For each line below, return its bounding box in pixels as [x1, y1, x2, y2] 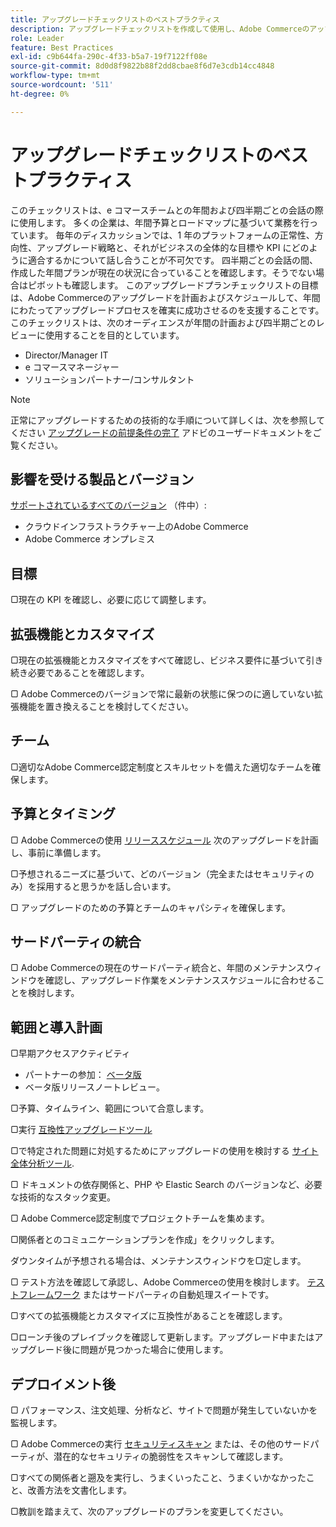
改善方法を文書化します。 [27, 1484, 133, 1496]
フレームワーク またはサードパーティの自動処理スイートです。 [18, 1289, 275, 1301]
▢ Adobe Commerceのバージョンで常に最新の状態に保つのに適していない [10, 688, 315, 700]
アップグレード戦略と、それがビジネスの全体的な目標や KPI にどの [36, 241, 310, 253]
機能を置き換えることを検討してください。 [18, 701, 194, 712]
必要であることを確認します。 [27, 667, 150, 678]
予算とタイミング [10, 806, 116, 823]
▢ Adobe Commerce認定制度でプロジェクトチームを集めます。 [10, 1212, 270, 1225]
